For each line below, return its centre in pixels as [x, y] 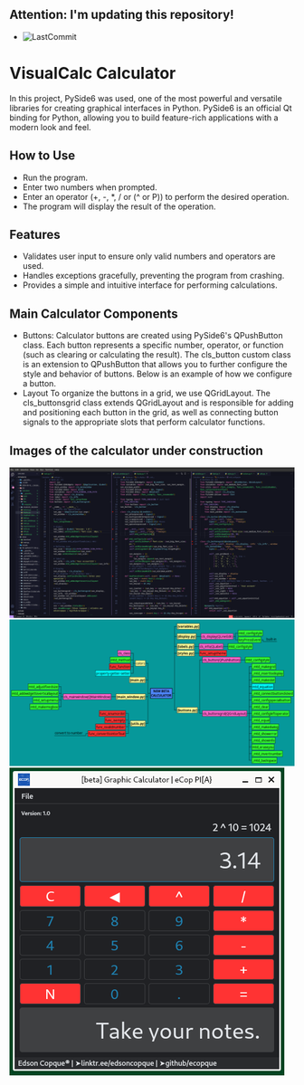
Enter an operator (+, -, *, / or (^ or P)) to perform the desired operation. [156, 196]
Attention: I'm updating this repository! [122, 15]
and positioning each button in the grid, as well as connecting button [150, 413]
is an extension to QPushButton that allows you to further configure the [155, 365]
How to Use [43, 156]
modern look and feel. [51, 127]
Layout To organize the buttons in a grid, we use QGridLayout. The [147, 394]
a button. [39, 384]
